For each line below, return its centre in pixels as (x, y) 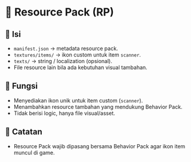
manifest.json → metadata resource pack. (66, 48)
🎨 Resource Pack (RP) (59, 12)
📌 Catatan (24, 132)
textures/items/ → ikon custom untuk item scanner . (77, 55)
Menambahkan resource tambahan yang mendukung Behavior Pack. (98, 107)
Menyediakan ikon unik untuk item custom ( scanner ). (78, 100)
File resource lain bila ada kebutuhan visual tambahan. (81, 67)
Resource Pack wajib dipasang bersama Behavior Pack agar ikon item (99, 146)
